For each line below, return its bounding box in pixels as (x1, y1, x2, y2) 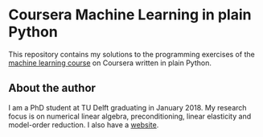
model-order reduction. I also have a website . (8, 119, 159, 130)
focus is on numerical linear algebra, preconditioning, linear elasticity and (8, 111, 252, 121)
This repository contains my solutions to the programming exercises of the (8, 49, 255, 59)
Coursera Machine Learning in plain (8, 6, 252, 24)
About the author (8, 81, 97, 95)
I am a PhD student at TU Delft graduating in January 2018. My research (8, 102, 247, 112)
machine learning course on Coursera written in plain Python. (8, 58, 212, 68)
